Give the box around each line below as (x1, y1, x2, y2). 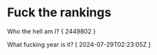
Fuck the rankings (7, 5, 112, 20)
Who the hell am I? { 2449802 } (7, 27, 96, 35)
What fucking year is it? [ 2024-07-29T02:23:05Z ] (7, 40, 151, 48)
